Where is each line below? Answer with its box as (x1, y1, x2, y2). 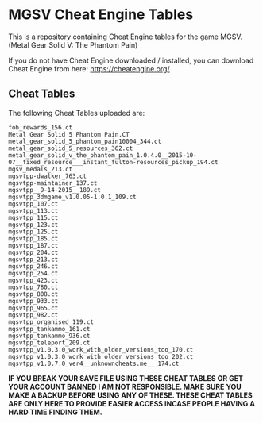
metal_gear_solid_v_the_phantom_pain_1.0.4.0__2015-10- (8, 151, 197, 160)
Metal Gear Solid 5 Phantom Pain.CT (8, 130, 130, 138)
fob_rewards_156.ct (8, 123, 73, 132)
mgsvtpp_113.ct (8, 206, 59, 215)
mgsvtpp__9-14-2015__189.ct (8, 186, 102, 194)
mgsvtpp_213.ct (8, 256, 59, 263)
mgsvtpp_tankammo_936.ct (8, 332, 91, 340)
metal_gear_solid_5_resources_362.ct (8, 144, 133, 152)
